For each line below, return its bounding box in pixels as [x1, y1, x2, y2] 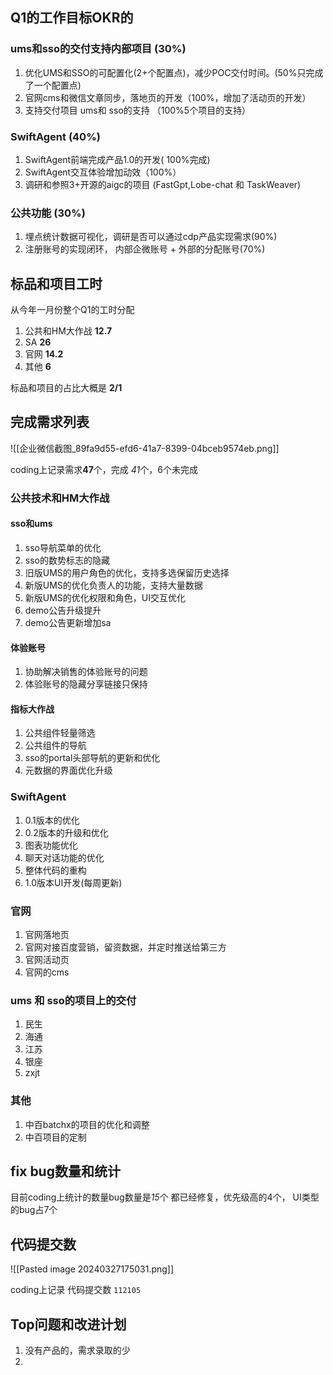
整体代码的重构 [24, 864, 87, 876]
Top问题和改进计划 [10, 1316, 127, 1333]
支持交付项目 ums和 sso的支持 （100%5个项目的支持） [24, 104, 252, 116]
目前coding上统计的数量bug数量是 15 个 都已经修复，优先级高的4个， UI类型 [10, 1191, 320, 1203]
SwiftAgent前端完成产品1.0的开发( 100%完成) [24, 153, 211, 165]
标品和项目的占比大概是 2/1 [10, 382, 123, 394]
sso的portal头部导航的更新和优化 [24, 752, 161, 764]
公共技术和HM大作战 [10, 491, 110, 505]
